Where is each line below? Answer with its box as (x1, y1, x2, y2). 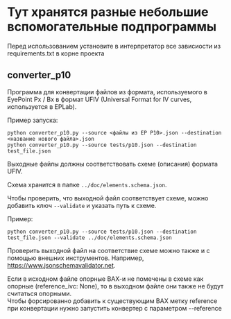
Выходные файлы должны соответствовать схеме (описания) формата (7, 159, 219, 168)
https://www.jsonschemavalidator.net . (7, 261, 116, 269)
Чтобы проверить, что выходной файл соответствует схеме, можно (7, 193, 209, 202)
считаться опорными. (7, 289, 72, 298)
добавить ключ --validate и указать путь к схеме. (7, 201, 157, 209)
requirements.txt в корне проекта (7, 49, 105, 58)
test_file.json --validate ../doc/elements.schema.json (7, 234, 172, 241)
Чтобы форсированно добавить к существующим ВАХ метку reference (7, 296, 218, 305)
